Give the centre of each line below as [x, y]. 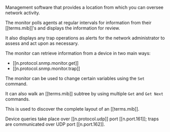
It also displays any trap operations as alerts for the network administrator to [85, 38]
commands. [18, 99]
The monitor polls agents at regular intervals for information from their [78, 23]
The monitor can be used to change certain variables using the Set [75, 78]
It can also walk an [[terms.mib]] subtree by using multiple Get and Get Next [84, 94]
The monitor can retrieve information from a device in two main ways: [78, 53]
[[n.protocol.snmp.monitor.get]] [45, 63]
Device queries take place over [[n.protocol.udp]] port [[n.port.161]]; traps [82, 119]
